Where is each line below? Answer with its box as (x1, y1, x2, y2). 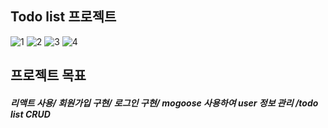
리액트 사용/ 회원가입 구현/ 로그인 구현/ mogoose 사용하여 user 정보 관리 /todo (10, 97, 319, 109)
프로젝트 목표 (10, 67, 87, 84)
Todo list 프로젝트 (10, 8, 117, 26)
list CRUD (10, 108, 51, 120)
